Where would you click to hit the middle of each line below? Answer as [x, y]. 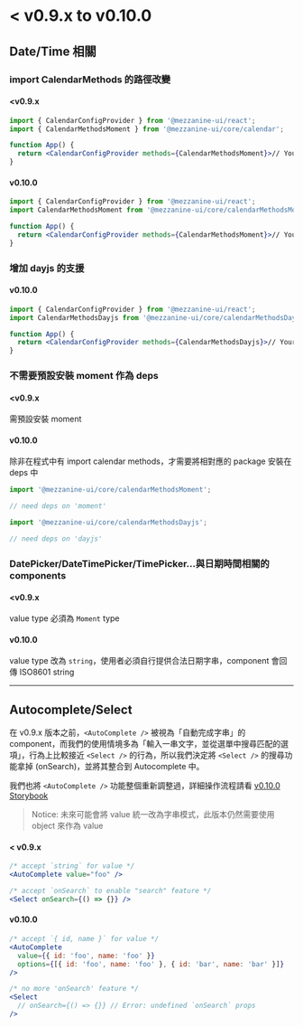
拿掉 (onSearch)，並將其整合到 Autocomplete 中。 [110, 767]
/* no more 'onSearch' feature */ [74, 989]
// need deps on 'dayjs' [56, 539]
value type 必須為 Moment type [64, 618]
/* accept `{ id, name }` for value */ [84, 939]
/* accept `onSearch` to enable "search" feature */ [110, 891]
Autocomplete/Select [71, 709]
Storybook [29, 796]
